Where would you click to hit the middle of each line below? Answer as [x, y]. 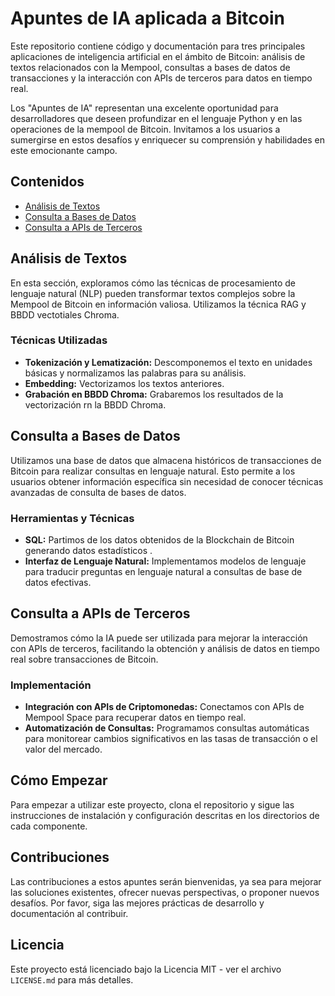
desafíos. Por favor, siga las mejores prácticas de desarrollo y [137, 903]
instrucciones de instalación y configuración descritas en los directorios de [165, 815]
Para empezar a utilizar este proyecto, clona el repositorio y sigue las [152, 804]
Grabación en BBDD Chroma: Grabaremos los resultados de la [154, 394]
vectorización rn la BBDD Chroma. [95, 404]
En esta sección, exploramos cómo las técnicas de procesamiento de [153, 283]
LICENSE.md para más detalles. [72, 979]
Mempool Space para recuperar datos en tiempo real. [135, 718]
